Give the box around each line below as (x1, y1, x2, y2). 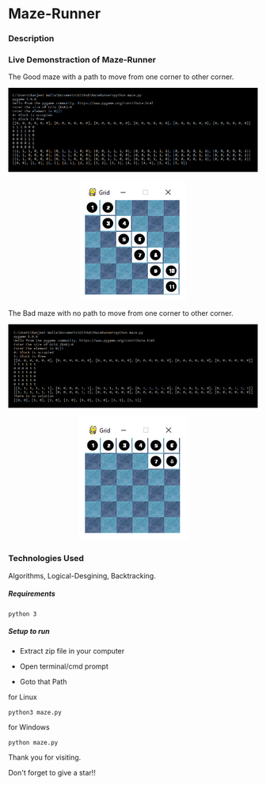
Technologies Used (8, 553, 85, 564)
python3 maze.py (8, 709, 62, 717)
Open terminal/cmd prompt (19, 662, 108, 671)
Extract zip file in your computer (19, 647, 125, 656)
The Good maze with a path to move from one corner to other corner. (8, 72, 234, 82)
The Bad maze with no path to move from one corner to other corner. (8, 308, 234, 317)
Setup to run (8, 627, 50, 636)
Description (8, 33, 55, 44)
